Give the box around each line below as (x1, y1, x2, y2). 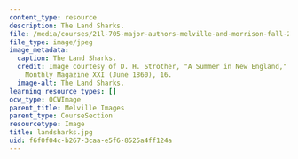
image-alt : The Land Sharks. (17, 79, 125, 87)
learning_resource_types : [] (9, 87, 117, 95)
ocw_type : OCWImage (9, 95, 82, 104)
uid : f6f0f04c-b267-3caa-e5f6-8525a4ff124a (9, 136, 173, 145)
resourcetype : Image (9, 120, 86, 129)
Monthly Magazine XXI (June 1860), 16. (25, 71, 173, 79)
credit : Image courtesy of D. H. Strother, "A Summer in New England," (17, 63, 288, 72)
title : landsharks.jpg (9, 128, 93, 137)
